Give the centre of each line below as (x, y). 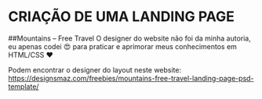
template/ (24, 87)
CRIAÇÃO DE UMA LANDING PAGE (122, 17)
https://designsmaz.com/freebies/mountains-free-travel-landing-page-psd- (131, 78)
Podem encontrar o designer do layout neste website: (95, 69)
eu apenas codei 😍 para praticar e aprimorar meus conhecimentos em (123, 46)
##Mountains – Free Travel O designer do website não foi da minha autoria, (129, 38)
